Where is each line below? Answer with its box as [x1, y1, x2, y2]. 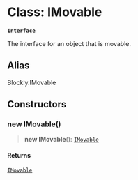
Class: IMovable [7, 4, 102, 20]
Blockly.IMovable [7, 78, 56, 87]
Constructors [7, 98, 67, 110]
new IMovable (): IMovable [24, 135, 99, 144]
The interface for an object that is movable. [7, 39, 131, 47]
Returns [7, 151, 31, 160]
